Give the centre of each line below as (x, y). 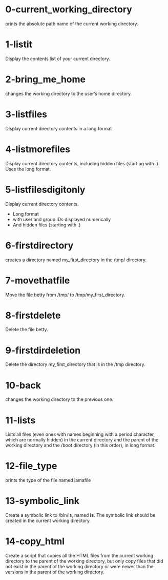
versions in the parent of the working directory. (55, 572)
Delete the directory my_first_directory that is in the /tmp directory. (75, 364)
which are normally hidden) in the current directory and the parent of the (82, 440)
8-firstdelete (33, 315)
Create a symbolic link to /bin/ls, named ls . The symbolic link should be (80, 515)
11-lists (20, 420)
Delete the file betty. (27, 330)
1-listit (19, 44)
